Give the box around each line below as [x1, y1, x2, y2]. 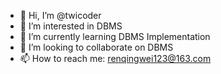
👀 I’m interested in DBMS [19, 20, 123, 32]
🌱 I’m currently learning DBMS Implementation [19, 31, 211, 42]
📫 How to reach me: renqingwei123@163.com [19, 53, 212, 64]
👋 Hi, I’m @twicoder [19, 10, 102, 21]
